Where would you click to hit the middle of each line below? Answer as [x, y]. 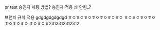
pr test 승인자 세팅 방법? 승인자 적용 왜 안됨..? [48, 7]
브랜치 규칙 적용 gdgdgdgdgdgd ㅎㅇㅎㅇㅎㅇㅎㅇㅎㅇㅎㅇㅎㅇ [64, 17]
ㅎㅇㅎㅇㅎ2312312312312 [54, 23]
